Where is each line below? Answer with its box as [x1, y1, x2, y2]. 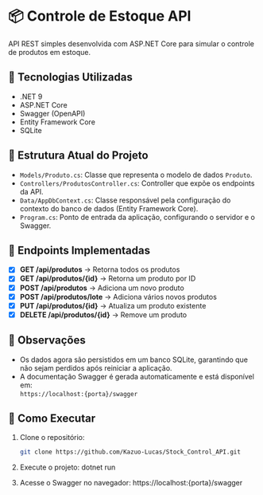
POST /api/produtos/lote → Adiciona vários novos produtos [19, 292, 217, 301]
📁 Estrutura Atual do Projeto [8, 149, 149, 163]
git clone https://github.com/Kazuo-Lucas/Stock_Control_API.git [19, 448, 241, 456]
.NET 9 [19, 92, 43, 101]
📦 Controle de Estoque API [8, 7, 191, 26]
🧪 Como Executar [8, 411, 96, 425]
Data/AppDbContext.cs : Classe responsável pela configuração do [19, 195, 231, 205]
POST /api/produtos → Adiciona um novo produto [19, 283, 184, 293]
